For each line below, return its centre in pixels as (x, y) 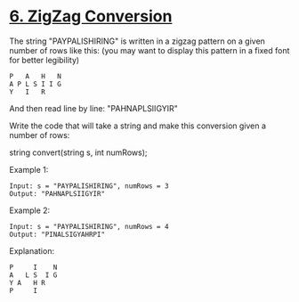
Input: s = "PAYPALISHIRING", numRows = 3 (89, 186)
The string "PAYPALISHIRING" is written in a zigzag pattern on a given (137, 41)
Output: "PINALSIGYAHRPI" (57, 234)
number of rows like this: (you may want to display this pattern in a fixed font (149, 50)
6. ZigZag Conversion (91, 16)
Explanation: (32, 250)
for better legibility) (44, 60)
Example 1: (29, 169)
